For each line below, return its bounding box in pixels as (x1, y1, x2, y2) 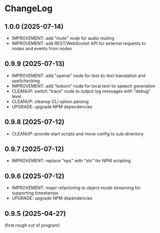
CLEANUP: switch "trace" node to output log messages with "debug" (11, 88, 151, 94)
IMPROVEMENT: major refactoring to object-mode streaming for (11, 185, 141, 191)
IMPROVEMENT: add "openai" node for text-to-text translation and (11, 73, 146, 78)
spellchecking (11, 78, 40, 83)
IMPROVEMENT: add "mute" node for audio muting (11, 35, 114, 41)
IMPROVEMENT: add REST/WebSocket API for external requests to (11, 40, 146, 46)
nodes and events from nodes (11, 46, 72, 51)
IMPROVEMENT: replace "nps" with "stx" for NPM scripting (11, 158, 131, 164)
